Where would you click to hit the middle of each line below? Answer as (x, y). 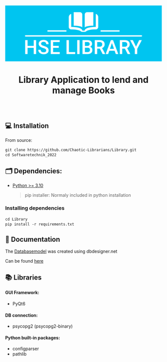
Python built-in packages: (33, 338)
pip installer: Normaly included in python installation (78, 195)
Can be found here (24, 261)
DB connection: (22, 315)
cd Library (16, 219)
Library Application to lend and (83, 80)
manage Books (83, 90)
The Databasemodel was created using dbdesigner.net (61, 251)
